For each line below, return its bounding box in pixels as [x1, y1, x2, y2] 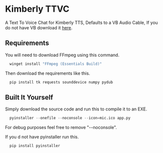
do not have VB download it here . [5, 24, 73, 30]
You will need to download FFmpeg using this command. [5, 52, 119, 58]
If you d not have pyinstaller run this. [5, 134, 79, 140]
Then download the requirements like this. [5, 70, 90, 76]
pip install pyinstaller [9, 143, 60, 149]
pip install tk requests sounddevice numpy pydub [9, 80, 113, 85]
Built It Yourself [5, 93, 54, 101]
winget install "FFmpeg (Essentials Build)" [9, 61, 102, 66]
